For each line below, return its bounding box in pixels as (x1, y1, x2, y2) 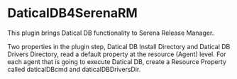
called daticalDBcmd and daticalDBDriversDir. (7, 65, 141, 73)
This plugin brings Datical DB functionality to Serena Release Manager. (7, 28, 214, 37)
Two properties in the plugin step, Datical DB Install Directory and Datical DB (7, 42, 231, 51)
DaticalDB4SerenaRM (7, 5, 138, 21)
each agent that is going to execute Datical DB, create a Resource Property (7, 57, 227, 65)
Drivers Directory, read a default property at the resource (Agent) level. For (7, 50, 226, 58)
